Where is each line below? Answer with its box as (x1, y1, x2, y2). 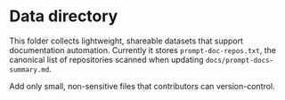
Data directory (9, 6, 118, 27)
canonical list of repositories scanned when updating (9, 54, 204, 65)
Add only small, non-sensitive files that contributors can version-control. (9, 81, 275, 91)
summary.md (9, 65, 50, 74)
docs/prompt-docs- (205, 56, 274, 65)
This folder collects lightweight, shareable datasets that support (9, 35, 243, 46)
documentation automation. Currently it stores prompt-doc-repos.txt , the (9, 44, 276, 55)
